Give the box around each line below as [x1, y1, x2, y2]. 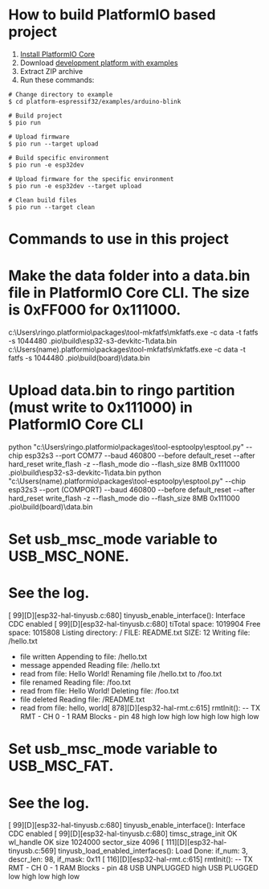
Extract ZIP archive [19, 66, 84, 76]
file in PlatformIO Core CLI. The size [8, 284, 251, 303]
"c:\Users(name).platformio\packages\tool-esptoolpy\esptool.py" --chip [8, 476, 247, 486]
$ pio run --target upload [8, 139, 99, 148]
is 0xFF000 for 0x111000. [8, 301, 181, 319]
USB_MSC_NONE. [8, 547, 130, 566]
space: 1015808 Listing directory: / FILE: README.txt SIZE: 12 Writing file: [8, 628, 251, 637]
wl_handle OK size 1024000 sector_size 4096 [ [8, 838, 165, 847]
